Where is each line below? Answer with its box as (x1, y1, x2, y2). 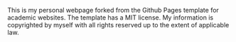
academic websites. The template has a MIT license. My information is (7, 13, 214, 22)
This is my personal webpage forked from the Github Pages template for (7, 6, 219, 14)
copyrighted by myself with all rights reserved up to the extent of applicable (7, 21, 230, 29)
